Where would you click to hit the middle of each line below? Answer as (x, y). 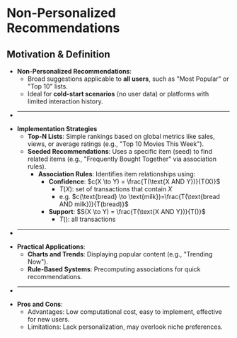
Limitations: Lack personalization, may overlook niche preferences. (125, 327)
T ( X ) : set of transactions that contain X (116, 189)
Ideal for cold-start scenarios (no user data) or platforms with (118, 94)
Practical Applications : (51, 247)
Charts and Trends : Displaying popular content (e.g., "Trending (120, 254)
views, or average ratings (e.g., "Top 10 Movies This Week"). (116, 144)
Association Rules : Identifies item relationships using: (117, 174)
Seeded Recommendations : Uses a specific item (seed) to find (120, 151)
